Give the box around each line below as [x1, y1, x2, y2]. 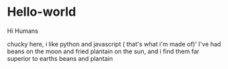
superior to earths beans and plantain [7, 54, 113, 62]
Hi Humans [7, 27, 39, 35]
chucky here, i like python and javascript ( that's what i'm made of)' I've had [7, 40, 221, 48]
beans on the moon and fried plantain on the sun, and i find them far [7, 47, 200, 55]
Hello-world [7, 4, 77, 20]
